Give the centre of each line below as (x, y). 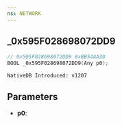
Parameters (33, 97)
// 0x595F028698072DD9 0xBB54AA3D (57, 57)
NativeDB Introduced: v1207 (47, 76)
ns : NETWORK (24, 13)
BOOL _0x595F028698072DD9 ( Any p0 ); (58, 63)
